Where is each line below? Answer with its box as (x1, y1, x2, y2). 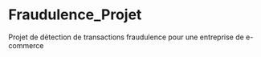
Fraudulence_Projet (8, 6, 142, 24)
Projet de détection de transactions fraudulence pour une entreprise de (8, 32, 245, 42)
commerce (8, 40, 44, 50)
